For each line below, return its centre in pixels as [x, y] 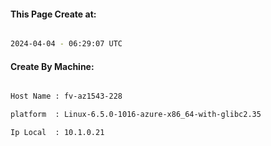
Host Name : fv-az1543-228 [66, 96]
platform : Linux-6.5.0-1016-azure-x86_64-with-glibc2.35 [136, 115]
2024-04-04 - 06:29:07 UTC [66, 44]
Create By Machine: [52, 66]
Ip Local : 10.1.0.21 [57, 133]
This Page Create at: [53, 14]
